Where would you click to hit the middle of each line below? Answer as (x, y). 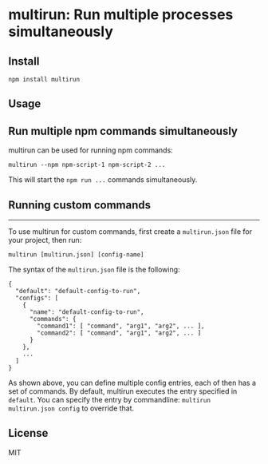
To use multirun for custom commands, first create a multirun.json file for (130, 232)
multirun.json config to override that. (71, 408)
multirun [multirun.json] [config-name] (77, 255)
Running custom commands (80, 205)
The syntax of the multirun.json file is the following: (95, 270)
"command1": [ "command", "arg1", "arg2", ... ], (121, 326)
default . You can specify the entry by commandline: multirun (110, 400)
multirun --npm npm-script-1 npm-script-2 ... (87, 165)
